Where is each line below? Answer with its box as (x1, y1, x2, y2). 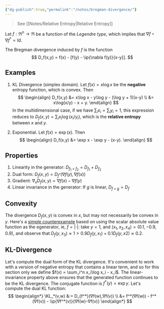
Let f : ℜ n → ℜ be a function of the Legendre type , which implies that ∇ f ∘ (5, 30, 155, 37)
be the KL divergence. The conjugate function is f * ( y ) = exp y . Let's (5, 280, 141, 286)
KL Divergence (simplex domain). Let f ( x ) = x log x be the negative (12, 81, 146, 87)
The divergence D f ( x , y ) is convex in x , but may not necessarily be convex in (5, 213, 159, 219)
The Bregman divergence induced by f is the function (5, 47, 113, 52)
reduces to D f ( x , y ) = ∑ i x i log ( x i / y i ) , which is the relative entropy (12, 114, 141, 120)
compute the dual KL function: (5, 285, 66, 291)
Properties (5, 151, 38, 160)
